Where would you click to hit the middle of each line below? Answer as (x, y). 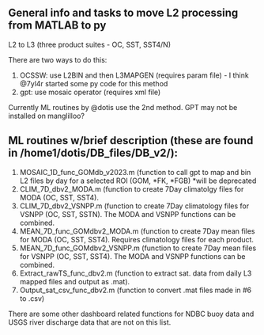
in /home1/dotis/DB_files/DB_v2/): (93, 153)
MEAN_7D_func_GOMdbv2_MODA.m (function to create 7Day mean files (137, 231)
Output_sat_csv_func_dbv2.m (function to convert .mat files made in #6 (136, 290)
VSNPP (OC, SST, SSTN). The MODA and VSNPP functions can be (128, 214)
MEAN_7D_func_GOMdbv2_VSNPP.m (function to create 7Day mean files (138, 248)
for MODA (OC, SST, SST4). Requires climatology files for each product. (137, 239)
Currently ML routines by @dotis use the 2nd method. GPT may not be (123, 107)
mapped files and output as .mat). (75, 281)
